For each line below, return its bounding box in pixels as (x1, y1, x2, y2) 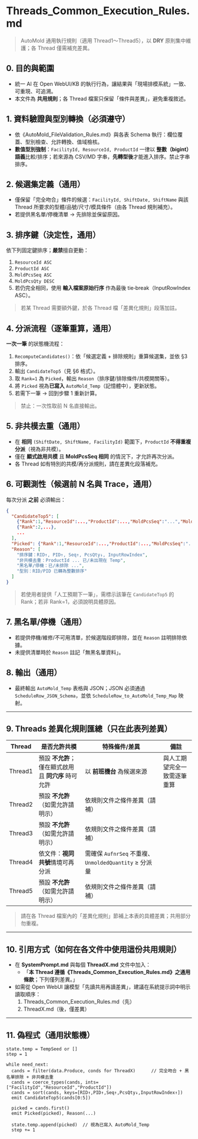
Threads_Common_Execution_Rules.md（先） (23, 998, 136, 1005)
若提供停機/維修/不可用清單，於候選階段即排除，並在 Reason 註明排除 (14, 634, 182, 641)
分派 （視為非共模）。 (14, 445, 64, 452)
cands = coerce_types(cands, (11, 1079, 83, 1085)
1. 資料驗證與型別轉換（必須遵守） (6, 114, 130, 124)
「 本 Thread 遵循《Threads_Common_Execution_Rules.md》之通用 (23, 969, 190, 976)
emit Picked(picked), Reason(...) (11, 1110, 96, 1116)
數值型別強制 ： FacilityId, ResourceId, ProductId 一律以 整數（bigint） (14, 145, 192, 153)
